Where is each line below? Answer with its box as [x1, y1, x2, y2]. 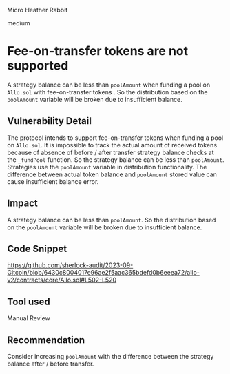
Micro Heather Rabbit [7, 6, 68, 14]
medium [7, 19, 30, 27]
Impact [7, 198, 38, 209]
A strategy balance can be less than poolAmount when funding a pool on [7, 81, 211, 89]
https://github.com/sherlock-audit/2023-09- [7, 261, 134, 269]
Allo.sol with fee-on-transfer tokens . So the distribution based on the [7, 87, 208, 96]
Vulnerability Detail [7, 115, 92, 127]
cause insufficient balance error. [7, 177, 99, 185]
